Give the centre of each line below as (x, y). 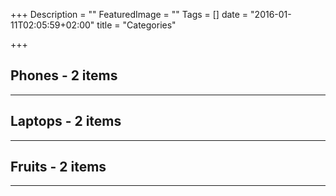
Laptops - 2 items (66, 121)
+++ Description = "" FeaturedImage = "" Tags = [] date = (129, 14)
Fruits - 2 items (58, 167)
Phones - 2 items (64, 75)
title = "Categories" (136, 25)
